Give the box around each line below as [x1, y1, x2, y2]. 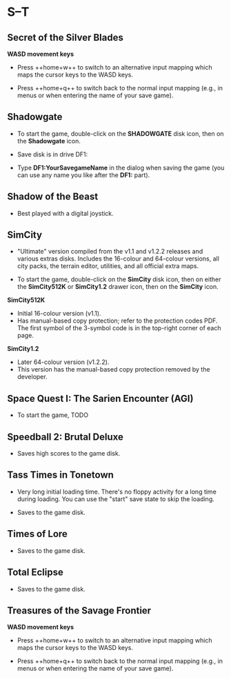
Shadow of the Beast [7, 191, 99, 203]
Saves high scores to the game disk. [17, 449, 121, 458]
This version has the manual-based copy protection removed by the [17, 365, 210, 374]
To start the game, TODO [17, 411, 88, 419]
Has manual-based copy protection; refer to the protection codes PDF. [17, 316, 218, 325]
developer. [17, 373, 48, 381]
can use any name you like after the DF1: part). [17, 170, 150, 179]
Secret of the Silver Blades [7, 32, 124, 43]
